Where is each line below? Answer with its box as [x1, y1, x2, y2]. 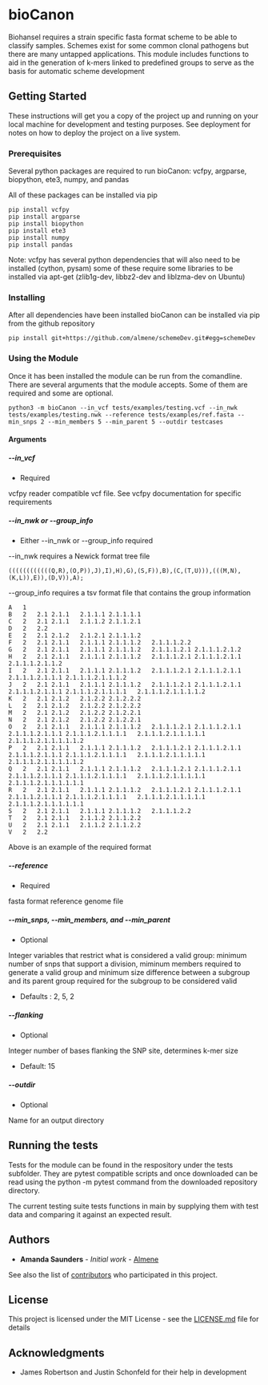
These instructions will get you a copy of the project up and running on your [8, 111, 258, 120]
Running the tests [8, 1139, 98, 1152]
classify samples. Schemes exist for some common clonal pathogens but [8, 40, 250, 50]
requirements [8, 498, 53, 507]
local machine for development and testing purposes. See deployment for [8, 119, 251, 129]
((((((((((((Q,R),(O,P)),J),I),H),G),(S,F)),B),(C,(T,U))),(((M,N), [8, 567, 242, 575]
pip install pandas [8, 241, 74, 250]
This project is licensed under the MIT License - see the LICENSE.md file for [8, 1314, 259, 1324]
